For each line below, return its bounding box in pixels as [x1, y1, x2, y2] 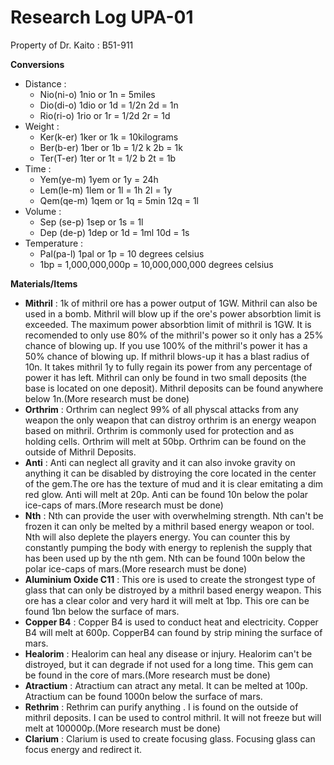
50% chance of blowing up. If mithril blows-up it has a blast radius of [24, 350, 310, 362]
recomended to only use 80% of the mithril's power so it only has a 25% [24, 329, 324, 341]
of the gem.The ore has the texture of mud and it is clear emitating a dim [24, 477, 324, 490]
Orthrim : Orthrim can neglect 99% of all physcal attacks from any [24, 403, 299, 415]
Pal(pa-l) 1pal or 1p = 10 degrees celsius [39, 247, 205, 260]
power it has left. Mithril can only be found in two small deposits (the [24, 371, 307, 383]
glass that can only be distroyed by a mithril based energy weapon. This [24, 584, 322, 596]
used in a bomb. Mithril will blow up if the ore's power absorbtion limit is [24, 307, 322, 320]
